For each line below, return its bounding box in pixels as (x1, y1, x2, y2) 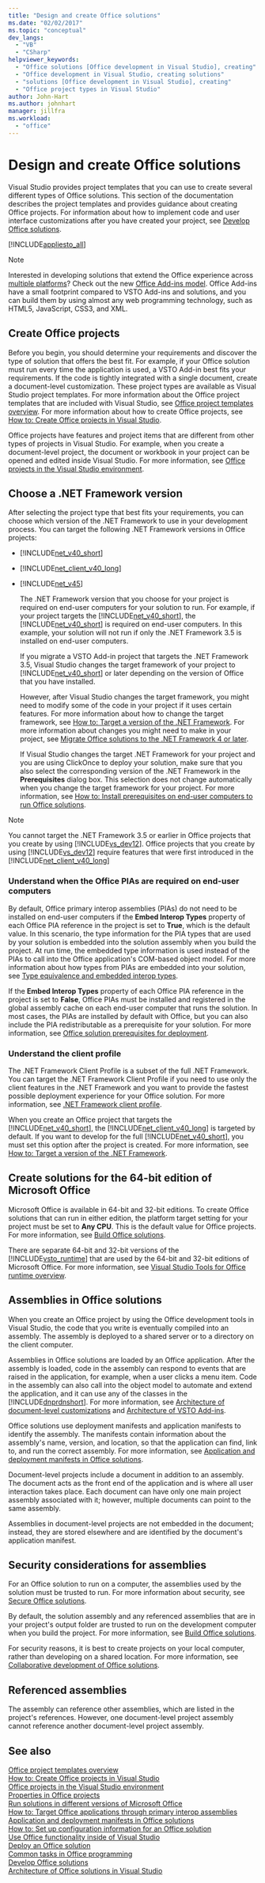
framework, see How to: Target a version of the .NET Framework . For (19, 718, 245, 727)
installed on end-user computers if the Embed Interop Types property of (8, 911, 246, 922)
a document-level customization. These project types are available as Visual (8, 381, 257, 391)
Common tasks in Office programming (8, 1849, 133, 1858)
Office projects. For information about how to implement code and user (8, 207, 240, 217)
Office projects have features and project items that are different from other (8, 430, 255, 440)
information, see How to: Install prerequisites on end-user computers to (19, 792, 253, 801)
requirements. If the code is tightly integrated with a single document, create (8, 373, 258, 382)
